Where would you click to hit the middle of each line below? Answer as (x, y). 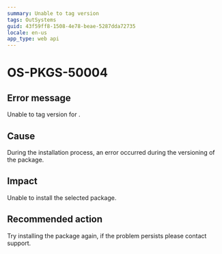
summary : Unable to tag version (53, 13)
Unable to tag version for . (44, 114)
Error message (39, 98)
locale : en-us (27, 33)
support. (19, 243)
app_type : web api (33, 39)
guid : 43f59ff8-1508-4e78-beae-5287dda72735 (71, 26)
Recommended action (55, 219)
